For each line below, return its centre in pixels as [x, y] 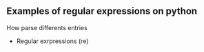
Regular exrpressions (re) [52, 41]
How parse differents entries [47, 27]
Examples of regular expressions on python [102, 11]
